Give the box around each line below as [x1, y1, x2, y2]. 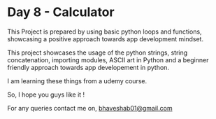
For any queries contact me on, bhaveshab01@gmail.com [7, 104, 173, 112]
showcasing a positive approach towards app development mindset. [7, 34, 204, 43]
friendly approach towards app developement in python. [7, 63, 170, 71]
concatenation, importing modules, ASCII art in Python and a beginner [7, 55, 209, 64]
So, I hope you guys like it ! [7, 90, 85, 99]
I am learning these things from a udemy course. [7, 76, 147, 85]
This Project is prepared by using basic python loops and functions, [7, 27, 202, 36]
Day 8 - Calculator [7, 4, 115, 20]
